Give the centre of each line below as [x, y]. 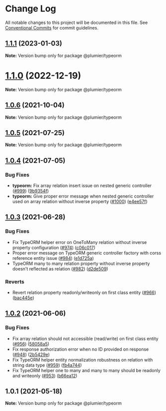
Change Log [31, 9]
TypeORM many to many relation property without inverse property [81, 263]
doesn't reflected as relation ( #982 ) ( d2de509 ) [60, 269]
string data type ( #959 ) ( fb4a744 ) [47, 365]
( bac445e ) [23, 298]
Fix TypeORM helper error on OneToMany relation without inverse [80, 242]
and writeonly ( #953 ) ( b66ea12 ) [45, 376]
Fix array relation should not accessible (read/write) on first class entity [85, 338]
